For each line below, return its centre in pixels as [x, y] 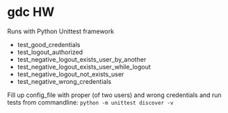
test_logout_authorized [50, 52]
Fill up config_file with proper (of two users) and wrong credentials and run [114, 95]
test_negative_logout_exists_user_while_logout [84, 67]
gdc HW [31, 12]
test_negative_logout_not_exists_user [71, 74]
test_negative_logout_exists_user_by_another [82, 59]
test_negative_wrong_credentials [64, 81]
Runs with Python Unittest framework [61, 31]
